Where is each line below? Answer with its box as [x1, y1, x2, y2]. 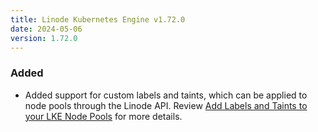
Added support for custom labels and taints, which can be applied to [24, 89, 308, 101]
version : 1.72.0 [10, 33, 78, 43]
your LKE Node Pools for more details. [24, 110, 183, 122]
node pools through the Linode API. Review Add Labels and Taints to [24, 99, 308, 111]
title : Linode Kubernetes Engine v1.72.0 [10, 14, 186, 25]
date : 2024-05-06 [10, 24, 83, 34]
